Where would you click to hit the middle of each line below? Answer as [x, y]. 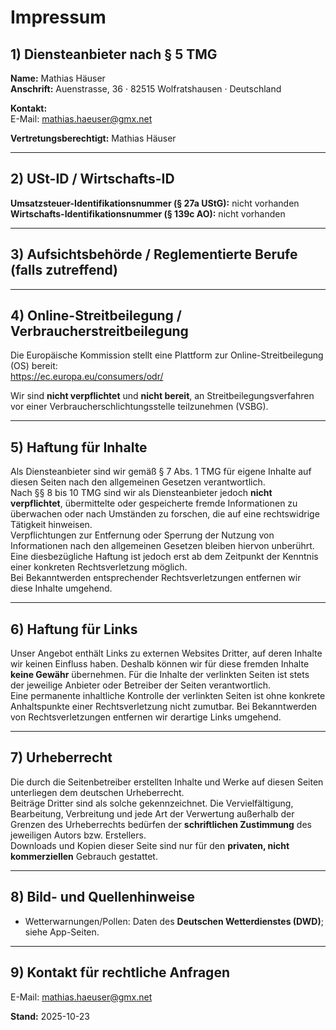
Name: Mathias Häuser [58, 78]
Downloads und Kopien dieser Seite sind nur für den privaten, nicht [150, 845]
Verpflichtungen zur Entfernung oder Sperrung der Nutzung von [142, 535]
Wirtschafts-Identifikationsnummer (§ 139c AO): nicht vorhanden [148, 213]
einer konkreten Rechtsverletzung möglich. [99, 567]
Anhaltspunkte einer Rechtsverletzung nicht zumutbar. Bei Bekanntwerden [164, 707]
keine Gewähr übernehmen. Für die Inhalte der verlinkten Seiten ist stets [160, 675]
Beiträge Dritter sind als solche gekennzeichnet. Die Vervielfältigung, [152, 803]
